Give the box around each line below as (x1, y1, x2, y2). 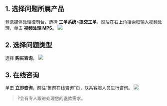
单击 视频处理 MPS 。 (13, 25, 57, 31)
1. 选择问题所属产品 (5, 4, 64, 13)
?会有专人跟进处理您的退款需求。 (17, 96, 86, 102)
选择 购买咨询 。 (5, 55, 37, 61)
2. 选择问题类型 (5, 41, 52, 50)
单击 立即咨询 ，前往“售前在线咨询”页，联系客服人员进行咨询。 (5, 85, 133, 91)
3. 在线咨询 (5, 71, 39, 79)
